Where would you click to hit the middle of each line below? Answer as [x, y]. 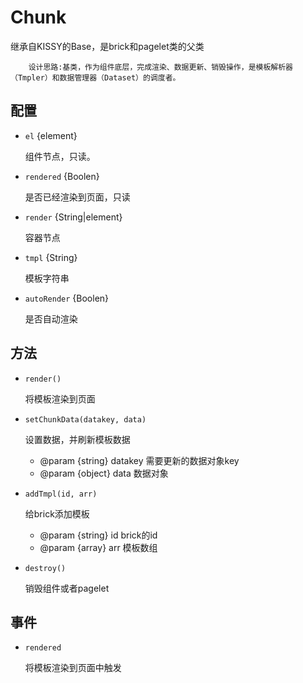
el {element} [51, 135]
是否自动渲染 [51, 318]
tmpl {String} [51, 257]
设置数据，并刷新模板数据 [77, 439]
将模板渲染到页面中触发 [73, 668]
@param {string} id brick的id [98, 535]
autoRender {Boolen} [67, 298]
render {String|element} [73, 217]
